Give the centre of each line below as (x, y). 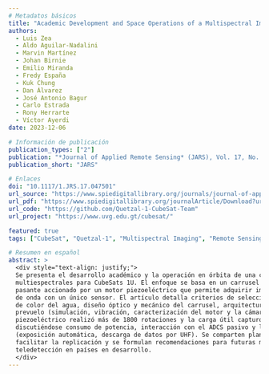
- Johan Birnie (41, 61)
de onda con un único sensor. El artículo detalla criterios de (125, 298)
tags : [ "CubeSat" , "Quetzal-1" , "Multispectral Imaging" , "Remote (121, 238)
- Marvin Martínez (46, 53)
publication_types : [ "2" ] (51, 149)
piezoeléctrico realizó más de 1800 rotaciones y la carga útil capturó (139, 320)
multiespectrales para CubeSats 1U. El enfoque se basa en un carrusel (138, 283)
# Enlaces (25, 179)
